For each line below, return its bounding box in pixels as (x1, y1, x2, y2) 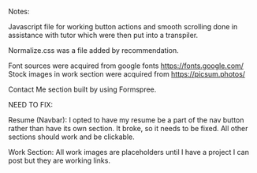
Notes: (8, 7, 30, 16)
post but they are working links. (8, 156, 110, 165)
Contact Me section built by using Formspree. (8, 85, 157, 94)
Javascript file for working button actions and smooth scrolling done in (8, 22, 238, 31)
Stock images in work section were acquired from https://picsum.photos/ (8, 70, 246, 78)
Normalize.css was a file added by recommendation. (8, 46, 179, 55)
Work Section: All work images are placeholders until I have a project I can (8, 148, 250, 156)
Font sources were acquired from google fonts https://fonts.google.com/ (8, 61, 244, 70)
